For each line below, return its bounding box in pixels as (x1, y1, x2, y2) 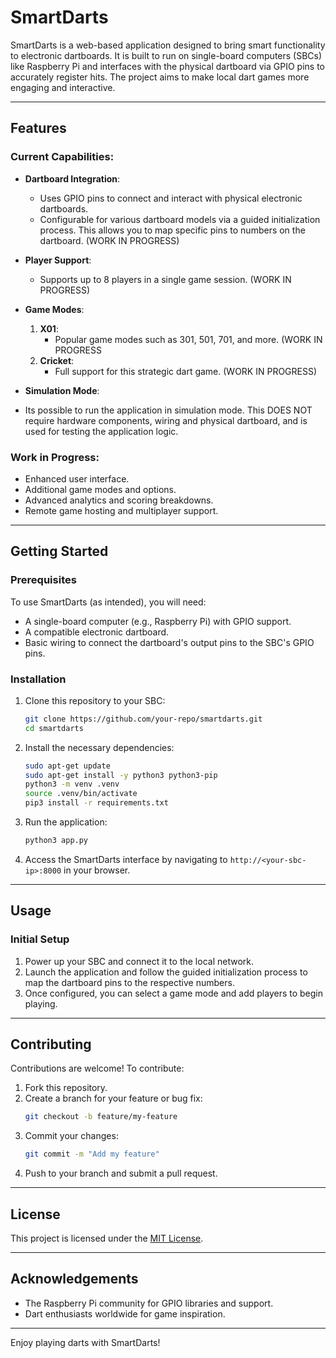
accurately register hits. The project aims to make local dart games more (10, 71, 310, 83)
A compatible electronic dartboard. (24, 626, 170, 638)
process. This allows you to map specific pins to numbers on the (39, 224, 306, 236)
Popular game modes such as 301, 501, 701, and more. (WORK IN (54, 333, 323, 345)
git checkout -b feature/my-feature (24, 1112, 178, 1122)
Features (10, 120, 67, 137)
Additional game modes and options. (24, 483, 177, 495)
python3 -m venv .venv (24, 779, 120, 790)
